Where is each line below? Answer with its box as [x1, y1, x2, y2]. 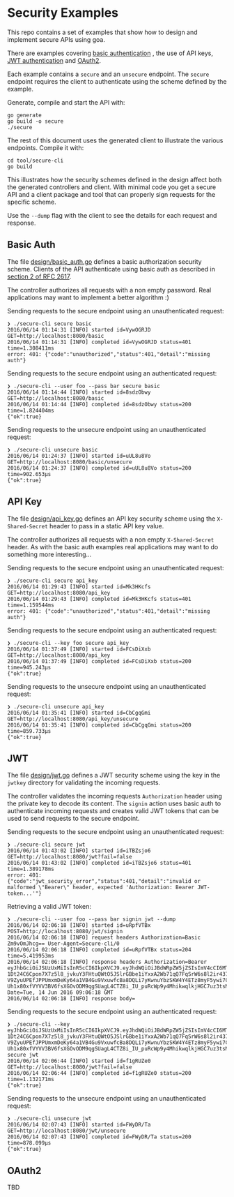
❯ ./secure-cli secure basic [7, 320, 92, 327]
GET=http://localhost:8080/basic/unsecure [7, 459, 132, 466]
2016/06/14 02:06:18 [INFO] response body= [7, 995, 136, 1002]
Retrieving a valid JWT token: [7, 902, 92, 911]
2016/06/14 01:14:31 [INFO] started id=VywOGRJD [7, 326, 151, 333]
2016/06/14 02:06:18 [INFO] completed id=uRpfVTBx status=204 [7, 946, 192, 953]
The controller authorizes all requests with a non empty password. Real [7, 285, 212, 294]
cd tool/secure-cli [7, 157, 64, 164]
